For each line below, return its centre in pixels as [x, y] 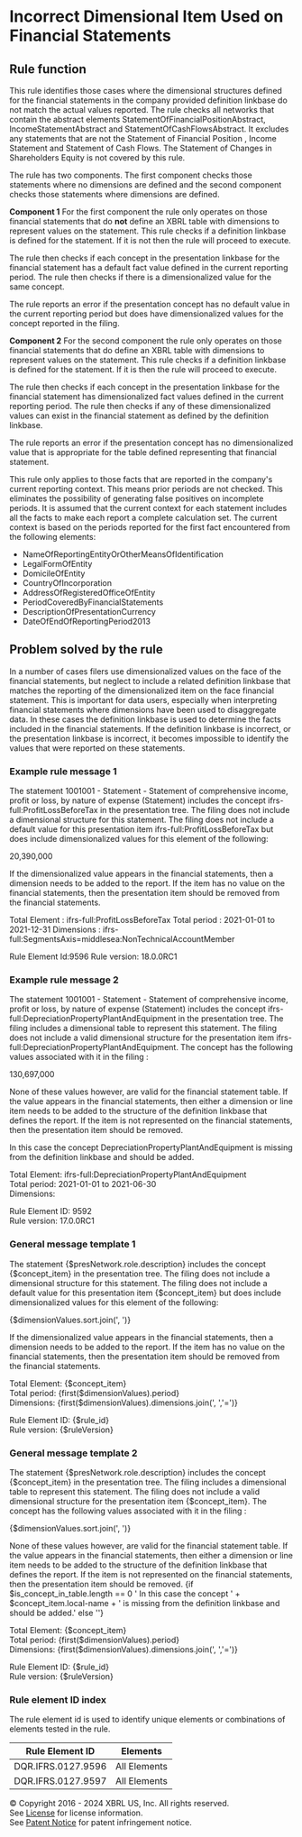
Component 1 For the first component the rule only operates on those [138, 212]
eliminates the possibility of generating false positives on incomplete [137, 498]
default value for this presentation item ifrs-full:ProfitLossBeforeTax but [142, 829]
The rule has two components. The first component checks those [131, 175]
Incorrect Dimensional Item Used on [146, 17]
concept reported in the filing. [64, 323]
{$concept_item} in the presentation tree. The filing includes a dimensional [148, 1482]
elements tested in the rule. [60, 1729]
